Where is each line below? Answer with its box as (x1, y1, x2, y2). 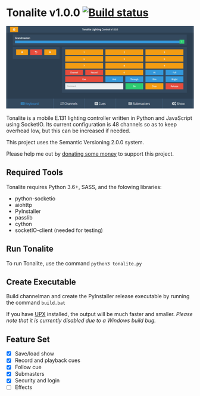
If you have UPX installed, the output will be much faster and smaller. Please (6, 311, 193, 318)
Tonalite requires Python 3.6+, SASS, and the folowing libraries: (6, 183, 162, 190)
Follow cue (14, 364, 42, 371)
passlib (14, 214, 33, 221)
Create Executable (6, 277, 76, 287)
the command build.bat (6, 299, 65, 307)
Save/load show (14, 350, 55, 357)
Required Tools (6, 168, 64, 178)
